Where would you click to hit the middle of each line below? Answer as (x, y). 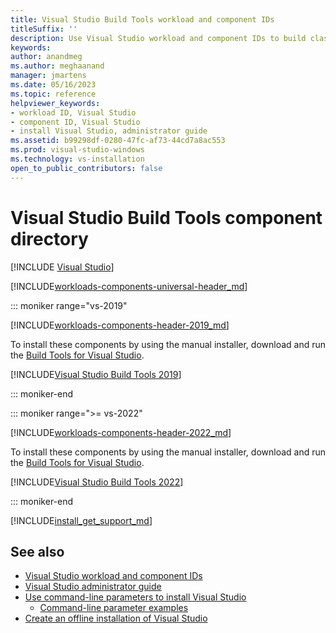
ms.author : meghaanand (57, 66)
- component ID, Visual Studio (75, 122)
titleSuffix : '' (44, 29)
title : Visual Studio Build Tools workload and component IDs (142, 19)
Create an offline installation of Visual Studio (116, 618)
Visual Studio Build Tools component (166, 217)
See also (37, 551)
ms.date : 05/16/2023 (53, 85)
